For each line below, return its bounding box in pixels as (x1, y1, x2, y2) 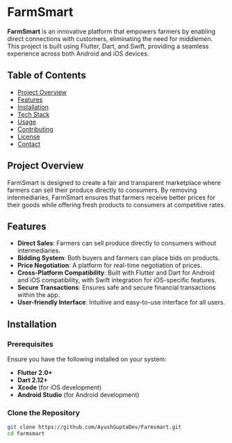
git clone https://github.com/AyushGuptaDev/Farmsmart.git (7, 424, 182, 431)
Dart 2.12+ (17, 376, 49, 385)
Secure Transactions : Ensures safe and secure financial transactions (17, 283, 216, 292)
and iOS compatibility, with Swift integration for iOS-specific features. (17, 276, 217, 284)
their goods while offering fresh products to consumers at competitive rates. (7, 200, 226, 209)
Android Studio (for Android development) (17, 391, 140, 399)
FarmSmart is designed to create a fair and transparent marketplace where (7, 178, 221, 186)
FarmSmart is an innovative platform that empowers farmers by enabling (7, 27, 216, 35)
